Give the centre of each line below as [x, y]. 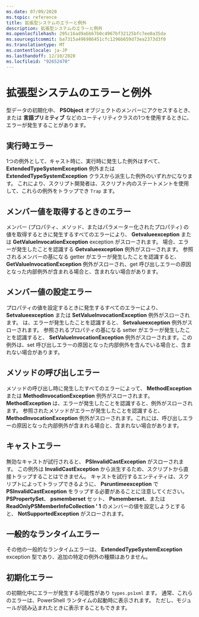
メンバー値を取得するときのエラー [69, 212]
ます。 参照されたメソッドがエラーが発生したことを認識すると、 [85, 411]
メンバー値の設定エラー [49, 292]
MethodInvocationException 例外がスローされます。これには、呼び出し [94, 418]
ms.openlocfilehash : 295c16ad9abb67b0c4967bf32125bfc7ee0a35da [86, 34]
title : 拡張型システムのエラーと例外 [47, 23]
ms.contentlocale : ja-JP [37, 51]
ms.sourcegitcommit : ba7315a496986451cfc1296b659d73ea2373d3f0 [86, 39]
